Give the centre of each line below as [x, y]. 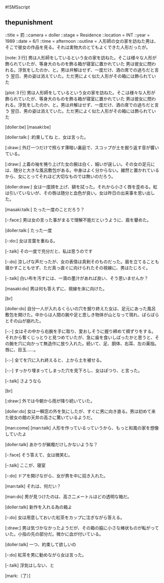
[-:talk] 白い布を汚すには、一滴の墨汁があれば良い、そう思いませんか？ [77, 278]
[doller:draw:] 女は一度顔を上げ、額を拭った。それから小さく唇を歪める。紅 [81, 186]
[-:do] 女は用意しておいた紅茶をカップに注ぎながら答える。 [65, 517]
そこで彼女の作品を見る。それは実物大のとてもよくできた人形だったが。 [78, 47]
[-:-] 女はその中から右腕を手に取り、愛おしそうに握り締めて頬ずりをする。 [81, 331]
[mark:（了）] [18, 576]
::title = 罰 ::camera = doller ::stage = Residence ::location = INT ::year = [78, 35]
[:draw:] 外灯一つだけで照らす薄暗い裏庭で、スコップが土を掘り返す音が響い [82, 147]
